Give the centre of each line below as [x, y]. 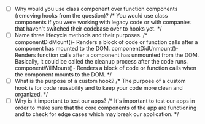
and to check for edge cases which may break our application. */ [97, 114]
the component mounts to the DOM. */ [63, 75]
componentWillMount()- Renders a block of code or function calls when [106, 68]
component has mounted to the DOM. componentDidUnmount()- [96, 49]
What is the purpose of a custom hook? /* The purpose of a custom [100, 81]
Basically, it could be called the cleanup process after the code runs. [101, 62]
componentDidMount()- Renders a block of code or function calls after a [106, 42]
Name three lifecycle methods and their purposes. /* [81, 35]
